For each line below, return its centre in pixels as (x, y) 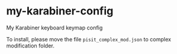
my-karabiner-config (60, 11)
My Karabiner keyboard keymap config (54, 28)
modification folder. (30, 46)
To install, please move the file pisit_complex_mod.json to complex (89, 39)
